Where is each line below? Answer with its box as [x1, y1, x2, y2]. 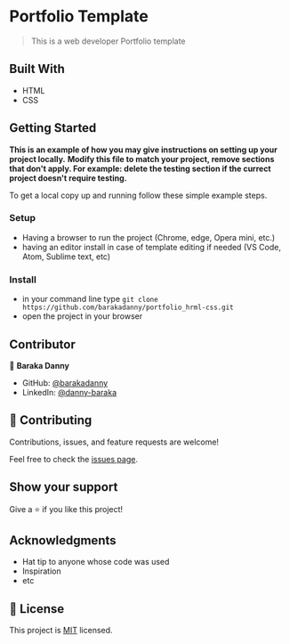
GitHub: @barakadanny [21, 377, 109, 388]
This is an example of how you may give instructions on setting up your [9, 144, 278, 155]
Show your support [9, 479, 118, 495]
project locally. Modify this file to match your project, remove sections [9, 153, 275, 164]
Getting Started [9, 120, 97, 135]
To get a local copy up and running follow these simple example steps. [9, 190, 268, 200]
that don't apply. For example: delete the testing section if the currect [9, 163, 271, 174]
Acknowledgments [9, 533, 117, 548]
